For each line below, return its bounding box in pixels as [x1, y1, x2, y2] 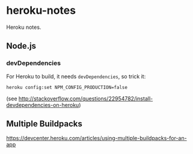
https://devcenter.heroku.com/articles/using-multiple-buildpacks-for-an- [6, 135, 188, 142]
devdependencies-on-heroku [6, 101, 79, 108]
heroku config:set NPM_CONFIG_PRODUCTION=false [6, 84, 128, 90]
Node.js [6, 41, 37, 51]
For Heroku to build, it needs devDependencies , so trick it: [6, 73, 146, 80]
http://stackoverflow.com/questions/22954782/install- [18, 94, 153, 102]
